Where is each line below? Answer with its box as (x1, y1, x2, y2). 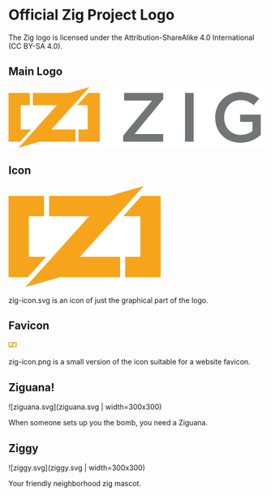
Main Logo (8, 65, 63, 79)
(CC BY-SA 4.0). (8, 41, 63, 50)
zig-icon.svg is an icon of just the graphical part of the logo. (8, 295, 209, 305)
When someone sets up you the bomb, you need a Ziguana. (8, 418, 209, 428)
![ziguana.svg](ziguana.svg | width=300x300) (8, 402, 162, 412)
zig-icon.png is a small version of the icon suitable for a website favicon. (8, 357, 251, 367)
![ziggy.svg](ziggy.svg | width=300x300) (8, 463, 146, 472)
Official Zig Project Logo (8, 6, 175, 24)
